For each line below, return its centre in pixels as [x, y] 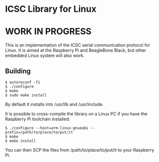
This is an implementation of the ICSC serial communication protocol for [78, 45]
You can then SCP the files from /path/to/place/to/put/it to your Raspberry [80, 150]
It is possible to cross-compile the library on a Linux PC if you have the [76, 113]
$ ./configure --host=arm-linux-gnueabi [47, 128]
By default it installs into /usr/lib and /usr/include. [55, 104]
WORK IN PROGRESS [48, 32]
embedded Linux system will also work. [45, 55]
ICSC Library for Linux [51, 9]
